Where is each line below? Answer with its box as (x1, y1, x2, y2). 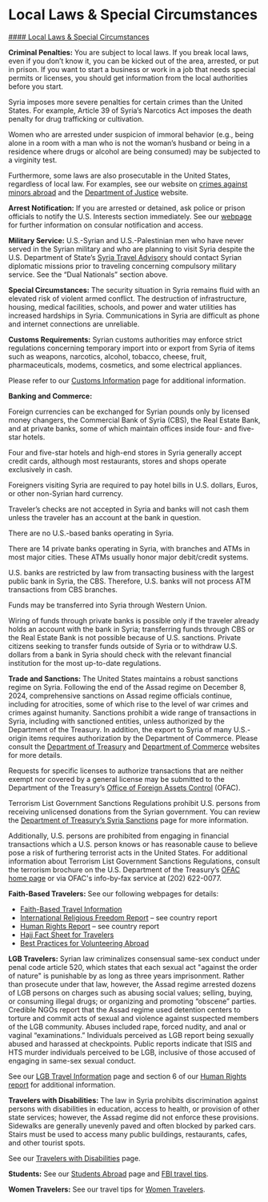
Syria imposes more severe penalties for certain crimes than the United (8, 97, 243, 106)
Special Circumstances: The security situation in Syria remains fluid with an (8, 285, 260, 294)
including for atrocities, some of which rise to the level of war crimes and (8, 699, 249, 709)
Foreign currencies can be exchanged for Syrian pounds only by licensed (8, 407, 250, 416)
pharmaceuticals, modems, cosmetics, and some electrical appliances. (8, 360, 242, 370)
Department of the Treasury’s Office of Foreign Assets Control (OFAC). (8, 783, 241, 792)
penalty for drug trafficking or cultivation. (8, 114, 144, 123)
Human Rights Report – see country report (19, 921, 160, 931)
